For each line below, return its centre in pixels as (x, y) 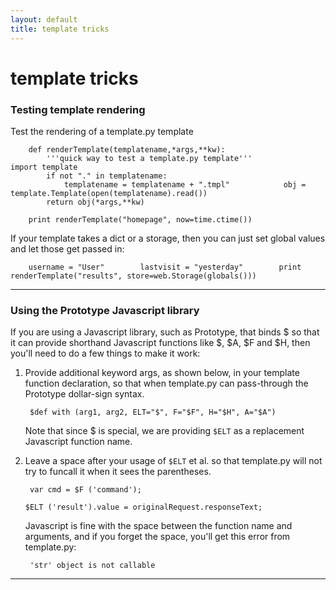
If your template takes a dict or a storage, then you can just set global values (168, 238)
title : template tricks (60, 29)
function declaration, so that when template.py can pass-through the (166, 383)
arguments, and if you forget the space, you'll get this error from (157, 537)
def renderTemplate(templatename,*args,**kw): (127, 149)
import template (44, 167)
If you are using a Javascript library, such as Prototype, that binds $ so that (165, 332)
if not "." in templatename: (107, 176)
